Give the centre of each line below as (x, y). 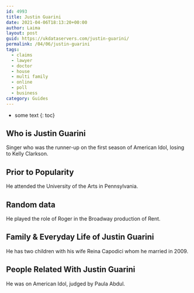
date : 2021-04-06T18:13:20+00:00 (47, 22)
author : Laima (23, 28)
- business (25, 93)
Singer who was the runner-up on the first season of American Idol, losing (95, 147)
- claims (22, 55)
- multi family (30, 77)
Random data (31, 204)
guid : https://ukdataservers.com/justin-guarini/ (68, 39)
